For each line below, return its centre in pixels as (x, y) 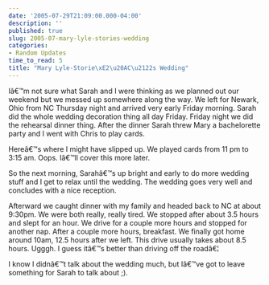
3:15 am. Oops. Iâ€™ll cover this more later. (79, 157)
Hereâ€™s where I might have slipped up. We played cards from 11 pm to (128, 149)
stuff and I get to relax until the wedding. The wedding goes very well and (130, 181)
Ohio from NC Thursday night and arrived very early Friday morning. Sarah (132, 108)
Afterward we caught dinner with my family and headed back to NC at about (135, 206)
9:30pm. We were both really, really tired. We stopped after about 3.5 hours (134, 214)
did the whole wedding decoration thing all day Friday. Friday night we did (131, 116)
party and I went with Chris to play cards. (77, 133)
